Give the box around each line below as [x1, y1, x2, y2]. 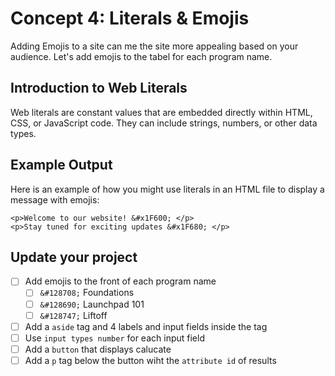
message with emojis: [10, 193, 100, 206]
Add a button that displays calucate [24, 343, 172, 355]
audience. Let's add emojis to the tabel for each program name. [10, 50, 273, 62]
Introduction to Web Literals [10, 80, 188, 97]
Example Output [10, 157, 113, 174]
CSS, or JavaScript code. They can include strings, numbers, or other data [10, 117, 318, 129]
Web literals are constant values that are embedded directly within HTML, [10, 106, 313, 118]
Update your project [10, 248, 138, 266]
